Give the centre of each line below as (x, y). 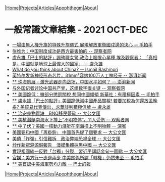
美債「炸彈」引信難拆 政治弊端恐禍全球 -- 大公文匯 (66, 139)
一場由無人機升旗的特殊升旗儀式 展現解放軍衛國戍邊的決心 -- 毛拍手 (82, 44)
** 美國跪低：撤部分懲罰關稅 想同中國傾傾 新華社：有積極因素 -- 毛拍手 (86, 94)
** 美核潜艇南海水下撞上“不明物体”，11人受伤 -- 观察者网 (71, 119)
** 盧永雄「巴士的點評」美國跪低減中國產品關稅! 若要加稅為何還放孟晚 (85, 101)
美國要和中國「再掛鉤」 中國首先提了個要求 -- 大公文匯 (69, 132)
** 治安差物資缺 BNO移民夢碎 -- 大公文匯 (56, 113)
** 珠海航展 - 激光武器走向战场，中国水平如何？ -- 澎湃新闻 (73, 81)
